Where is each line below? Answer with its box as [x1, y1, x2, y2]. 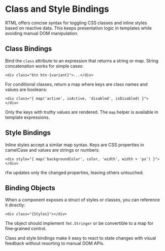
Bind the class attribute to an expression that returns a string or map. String [5, 58, 159, 64]
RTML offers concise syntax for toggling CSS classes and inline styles [5, 20, 147, 26]
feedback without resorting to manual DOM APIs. [5, 241, 104, 247]
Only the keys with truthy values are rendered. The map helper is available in [5, 109, 159, 115]
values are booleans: [5, 86, 48, 92]
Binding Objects [5, 184, 56, 192]
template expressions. [5, 114, 50, 120]
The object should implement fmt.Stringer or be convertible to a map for [5, 220, 154, 226]
